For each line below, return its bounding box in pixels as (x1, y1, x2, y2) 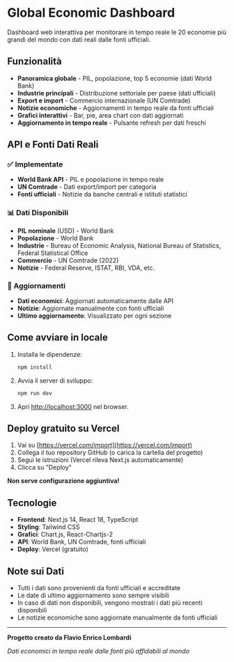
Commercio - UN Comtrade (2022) (17, 256, 119, 264)
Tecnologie (7, 497, 57, 509)
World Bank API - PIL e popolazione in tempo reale (17, 176, 164, 184)
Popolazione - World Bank (17, 233, 94, 242)
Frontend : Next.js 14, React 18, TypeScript (17, 516, 139, 524)
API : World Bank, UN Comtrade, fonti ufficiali (17, 538, 146, 546)
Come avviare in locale (7, 332, 108, 344)
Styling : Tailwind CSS (17, 523, 80, 531)
